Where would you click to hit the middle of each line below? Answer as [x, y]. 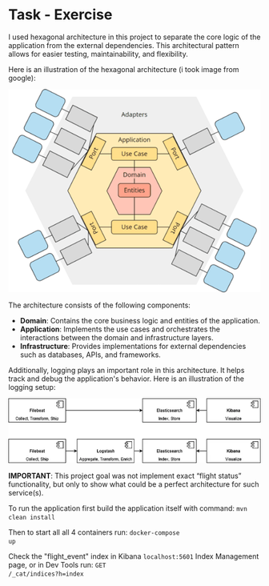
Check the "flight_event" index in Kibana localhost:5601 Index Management [134, 556]
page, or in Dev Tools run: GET [57, 564]
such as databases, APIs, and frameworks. [90, 355]
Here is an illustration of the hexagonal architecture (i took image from [124, 69]
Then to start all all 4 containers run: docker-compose [94, 532]
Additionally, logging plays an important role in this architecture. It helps [126, 371]
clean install [32, 517]
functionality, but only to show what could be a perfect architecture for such [134, 484]
